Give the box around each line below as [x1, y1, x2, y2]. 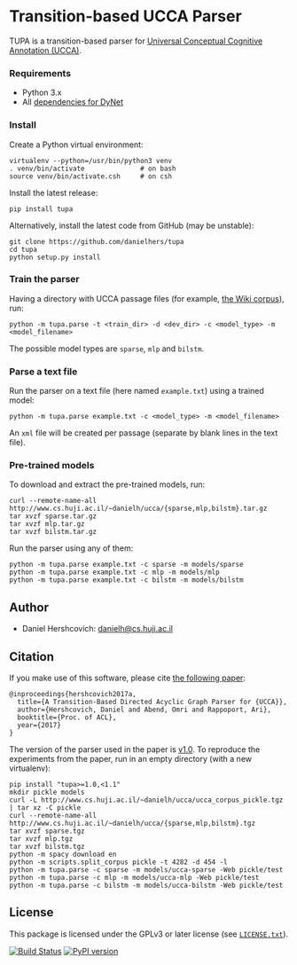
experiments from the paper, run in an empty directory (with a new [9, 754, 253, 765]
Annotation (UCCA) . [9, 44, 82, 55]
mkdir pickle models [9, 788, 86, 797]
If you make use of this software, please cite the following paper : [9, 672, 246, 684]
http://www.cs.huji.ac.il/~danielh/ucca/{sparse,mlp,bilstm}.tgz [9, 819, 255, 828]
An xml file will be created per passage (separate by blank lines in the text [9, 428, 278, 438]
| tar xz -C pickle [9, 804, 82, 812]
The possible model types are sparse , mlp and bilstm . [9, 343, 205, 354]
